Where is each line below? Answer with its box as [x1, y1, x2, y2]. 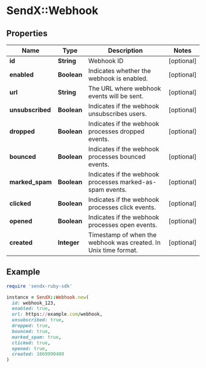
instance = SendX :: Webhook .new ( [6, 294, 89, 301]
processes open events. [88, 221, 158, 229]
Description [108, 47, 143, 55]
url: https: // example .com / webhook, [12, 311, 103, 318]
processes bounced [88, 153, 146, 161]
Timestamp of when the [88, 231, 157, 239]
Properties [6, 28, 48, 39]
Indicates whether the [88, 67, 151, 75]
